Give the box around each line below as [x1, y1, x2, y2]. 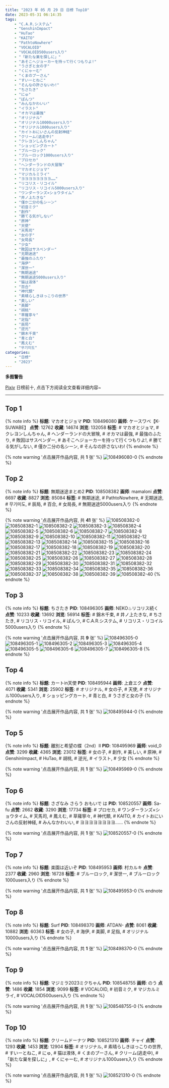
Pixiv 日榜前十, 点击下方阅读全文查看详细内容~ [5, 385, 102, 391]
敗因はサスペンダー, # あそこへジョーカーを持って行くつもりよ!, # [16, 437, 152, 443]
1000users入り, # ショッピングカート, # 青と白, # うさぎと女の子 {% [9, 692, 151, 698]
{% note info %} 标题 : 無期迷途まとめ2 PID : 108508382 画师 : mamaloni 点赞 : [5, 488, 163, 495]
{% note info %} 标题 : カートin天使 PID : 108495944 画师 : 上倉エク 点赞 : [5, 680, 153, 686]
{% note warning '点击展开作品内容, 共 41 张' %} [5, 517, 106, 523]
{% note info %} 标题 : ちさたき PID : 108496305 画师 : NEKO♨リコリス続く [5, 605, 158, 611]
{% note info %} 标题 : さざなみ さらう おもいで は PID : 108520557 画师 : [5, 800, 153, 806]
